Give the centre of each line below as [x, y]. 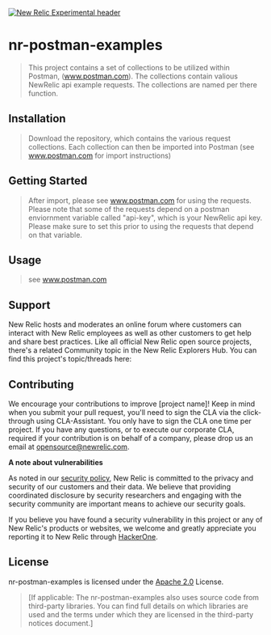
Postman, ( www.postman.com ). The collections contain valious [133, 76]
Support [29, 305]
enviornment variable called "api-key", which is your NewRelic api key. [145, 218]
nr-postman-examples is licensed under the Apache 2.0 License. [116, 582]
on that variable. [55, 235]
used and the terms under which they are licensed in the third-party [141, 614]
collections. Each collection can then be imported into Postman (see [141, 146]
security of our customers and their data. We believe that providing [120, 487]
